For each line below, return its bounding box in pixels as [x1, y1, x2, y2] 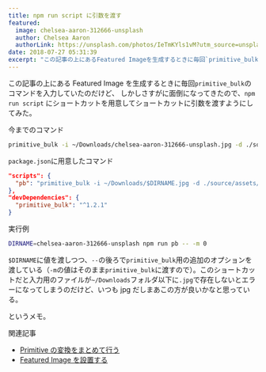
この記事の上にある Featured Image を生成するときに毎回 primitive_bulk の [8, 78, 252, 88]
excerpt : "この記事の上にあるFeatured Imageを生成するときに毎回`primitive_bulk [8, 56, 259, 64]
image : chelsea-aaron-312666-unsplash [15, 26, 144, 34]
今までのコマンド [8, 124, 64, 135]
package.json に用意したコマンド [8, 156, 113, 165]
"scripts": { [8, 172, 51, 180]
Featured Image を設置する [19, 355, 108, 364]
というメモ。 [8, 311, 50, 321]
